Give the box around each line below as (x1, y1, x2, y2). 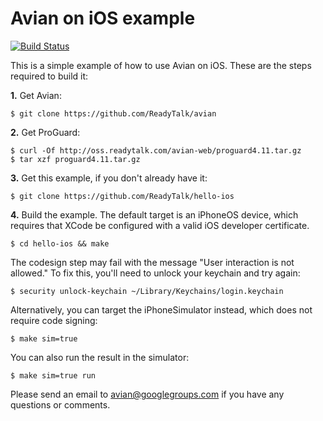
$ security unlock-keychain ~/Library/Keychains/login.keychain (10, 286, 284, 296)
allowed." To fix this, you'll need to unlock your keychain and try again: (10, 267, 301, 279)
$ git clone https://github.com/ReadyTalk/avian (10, 108, 217, 119)
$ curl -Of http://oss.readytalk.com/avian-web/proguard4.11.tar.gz (10, 145, 302, 156)
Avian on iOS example (10, 7, 196, 30)
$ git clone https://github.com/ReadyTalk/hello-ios (10, 191, 235, 201)
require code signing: (10, 314, 98, 326)
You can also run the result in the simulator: (10, 351, 190, 363)
